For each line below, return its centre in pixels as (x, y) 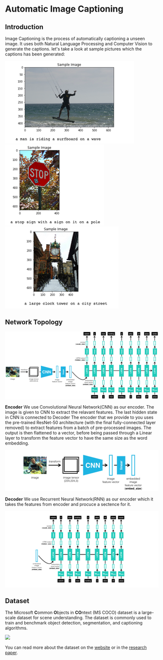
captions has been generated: (35, 54)
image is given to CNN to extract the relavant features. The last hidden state (81, 412)
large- (148, 613)
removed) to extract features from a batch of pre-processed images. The (78, 428)
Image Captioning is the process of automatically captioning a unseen (75, 38)
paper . (11, 653)
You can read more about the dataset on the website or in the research (76, 647)
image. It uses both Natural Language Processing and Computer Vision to (79, 44)
